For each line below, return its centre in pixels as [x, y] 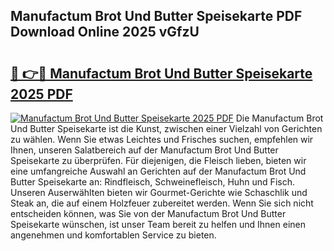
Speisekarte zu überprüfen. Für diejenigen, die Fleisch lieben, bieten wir [158, 160]
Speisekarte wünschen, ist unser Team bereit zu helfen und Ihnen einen [158, 224]
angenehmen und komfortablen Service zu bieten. [113, 235]
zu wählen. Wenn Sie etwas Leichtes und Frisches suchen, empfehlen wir [162, 139]
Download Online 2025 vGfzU [105, 32]
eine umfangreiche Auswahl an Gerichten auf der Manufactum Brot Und [158, 171]
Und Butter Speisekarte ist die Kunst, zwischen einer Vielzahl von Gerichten [166, 128]
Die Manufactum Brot [279, 118]
